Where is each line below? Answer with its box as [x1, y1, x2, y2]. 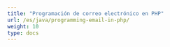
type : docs [7, 29, 39, 37]
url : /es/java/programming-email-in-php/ [7, 17, 130, 23]
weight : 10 [7, 23, 39, 30]
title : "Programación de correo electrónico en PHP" [7, 10, 164, 17]
